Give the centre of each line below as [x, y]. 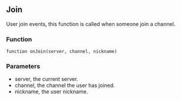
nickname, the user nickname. [51, 92]
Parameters [23, 66]
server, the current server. [46, 79]
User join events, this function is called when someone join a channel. [91, 24]
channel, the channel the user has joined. [65, 86]
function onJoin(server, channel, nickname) [62, 52]
